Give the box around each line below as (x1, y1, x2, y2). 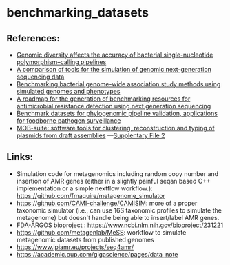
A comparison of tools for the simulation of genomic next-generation (16, 66, 211, 73)
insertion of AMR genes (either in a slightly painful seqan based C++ (16, 177, 211, 185)
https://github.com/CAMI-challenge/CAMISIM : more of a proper (16, 199, 198, 207)
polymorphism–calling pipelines (16, 58, 107, 66)
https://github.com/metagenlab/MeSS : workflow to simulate (16, 228, 187, 236)
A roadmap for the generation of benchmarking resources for (16, 95, 191, 103)
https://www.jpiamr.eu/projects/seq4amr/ (16, 243, 134, 251)
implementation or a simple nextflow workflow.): (16, 184, 153, 193)
